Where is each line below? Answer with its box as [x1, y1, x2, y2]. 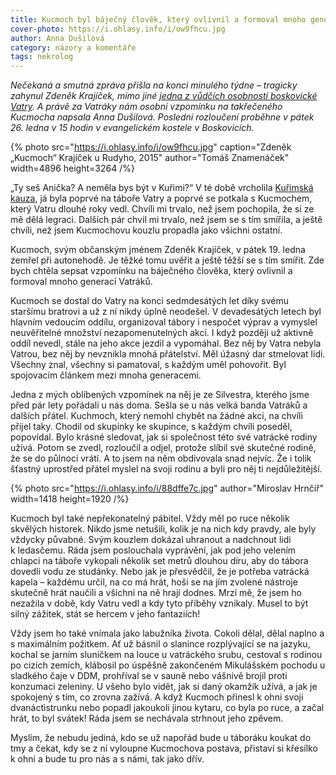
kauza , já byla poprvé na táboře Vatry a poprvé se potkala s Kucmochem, [10, 192, 313, 205]
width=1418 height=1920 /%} [10, 493, 130, 505]
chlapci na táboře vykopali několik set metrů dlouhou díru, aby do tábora [10, 555, 309, 567]
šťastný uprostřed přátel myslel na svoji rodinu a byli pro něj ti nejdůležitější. [10, 463, 323, 475]
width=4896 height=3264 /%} [10, 162, 135, 175]
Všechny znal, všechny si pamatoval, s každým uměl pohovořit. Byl [10, 359, 287, 371]
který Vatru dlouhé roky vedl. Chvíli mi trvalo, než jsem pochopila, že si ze [10, 203, 315, 215]
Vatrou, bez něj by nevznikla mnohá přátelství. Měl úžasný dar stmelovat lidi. [10, 348, 326, 360]
